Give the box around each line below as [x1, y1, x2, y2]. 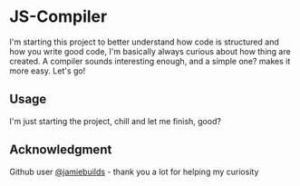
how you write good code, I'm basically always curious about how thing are [9, 45, 292, 56]
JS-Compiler [9, 6, 108, 27]
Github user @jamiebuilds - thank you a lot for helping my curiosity [9, 166, 259, 177]
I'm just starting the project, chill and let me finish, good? [9, 115, 222, 126]
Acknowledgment [9, 142, 112, 158]
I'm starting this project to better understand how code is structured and [9, 36, 279, 47]
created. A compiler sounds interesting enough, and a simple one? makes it [9, 55, 291, 66]
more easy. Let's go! [9, 65, 86, 76]
